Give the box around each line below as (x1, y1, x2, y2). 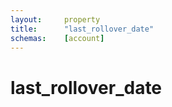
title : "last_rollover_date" (10, 24, 155, 34)
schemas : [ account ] (10, 33, 105, 43)
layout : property (10, 14, 101, 25)
